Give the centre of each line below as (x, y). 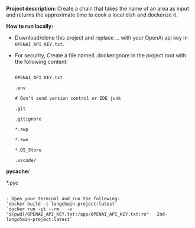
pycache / (18, 171)
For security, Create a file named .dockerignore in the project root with (100, 55)
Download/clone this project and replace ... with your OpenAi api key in (101, 38)
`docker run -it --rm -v (39, 209)
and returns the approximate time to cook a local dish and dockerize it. (92, 15)
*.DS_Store (28, 150)
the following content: (41, 62)
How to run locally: (30, 26)
